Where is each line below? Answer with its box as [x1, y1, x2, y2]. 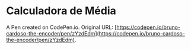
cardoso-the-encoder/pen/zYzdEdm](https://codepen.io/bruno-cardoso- [6, 30, 185, 37]
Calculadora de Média [6, 4, 117, 18]
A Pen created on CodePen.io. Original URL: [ [6, 24, 117, 31]
